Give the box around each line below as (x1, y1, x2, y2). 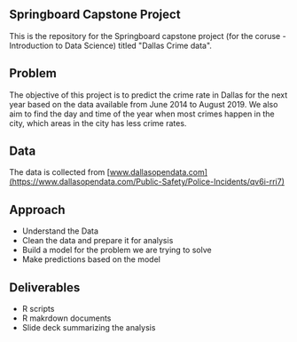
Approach (9, 202, 66, 217)
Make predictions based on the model (21, 254, 161, 265)
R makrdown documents (21, 313, 112, 323)
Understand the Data (21, 226, 99, 236)
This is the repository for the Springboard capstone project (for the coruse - (9, 30, 286, 41)
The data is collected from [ (9, 167, 111, 178)
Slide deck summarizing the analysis (21, 322, 156, 333)
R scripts (21, 304, 55, 314)
